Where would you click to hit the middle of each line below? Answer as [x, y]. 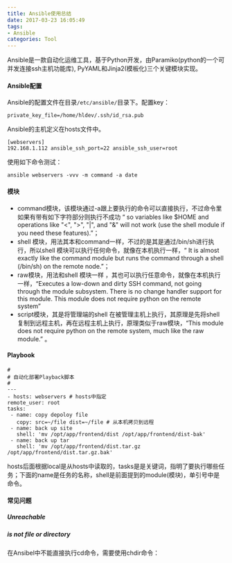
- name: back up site [41, 428]
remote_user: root [34, 402]
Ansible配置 [25, 86]
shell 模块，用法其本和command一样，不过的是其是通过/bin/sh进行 [113, 241]
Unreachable [27, 517]
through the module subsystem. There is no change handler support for [119, 291]
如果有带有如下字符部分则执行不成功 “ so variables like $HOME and [113, 217]
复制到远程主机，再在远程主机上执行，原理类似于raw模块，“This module [120, 323]
